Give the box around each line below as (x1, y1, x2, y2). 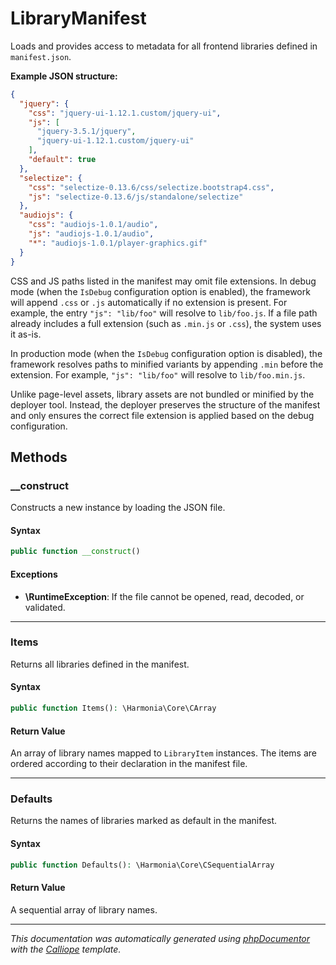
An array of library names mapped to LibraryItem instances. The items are (10, 747, 317, 759)
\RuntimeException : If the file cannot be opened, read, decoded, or (24, 590, 305, 602)
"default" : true (28, 155, 97, 165)
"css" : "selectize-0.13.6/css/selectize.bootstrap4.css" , (28, 182, 275, 192)
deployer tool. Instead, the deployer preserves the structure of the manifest (10, 398, 321, 411)
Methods (10, 448, 68, 466)
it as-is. (10, 328, 42, 340)
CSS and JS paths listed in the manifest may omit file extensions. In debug (10, 275, 317, 287)
